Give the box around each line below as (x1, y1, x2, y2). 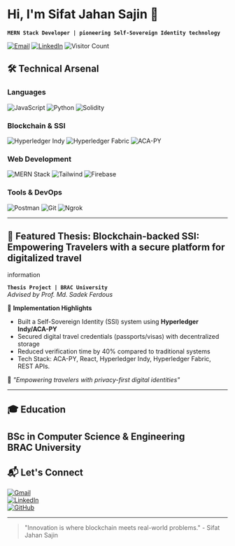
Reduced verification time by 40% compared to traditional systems (17, 347, 211, 356)
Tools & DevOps (7, 188, 63, 197)
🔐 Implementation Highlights (7, 304, 92, 312)
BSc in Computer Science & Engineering (7, 430, 185, 443)
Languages (7, 87, 47, 97)
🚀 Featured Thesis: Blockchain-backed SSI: (7, 230, 200, 242)
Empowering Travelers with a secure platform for (7, 241, 225, 253)
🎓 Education (7, 403, 66, 415)
